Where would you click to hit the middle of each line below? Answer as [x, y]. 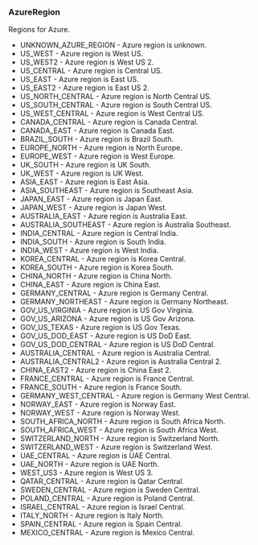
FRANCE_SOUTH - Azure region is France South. [101, 387]
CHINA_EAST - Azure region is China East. [90, 285]
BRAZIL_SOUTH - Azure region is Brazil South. [97, 139]
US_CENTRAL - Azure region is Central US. [91, 71]
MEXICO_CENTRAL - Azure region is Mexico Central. [107, 533]
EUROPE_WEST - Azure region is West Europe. [97, 156]
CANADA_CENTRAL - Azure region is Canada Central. [109, 122]
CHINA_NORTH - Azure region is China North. [96, 276]
